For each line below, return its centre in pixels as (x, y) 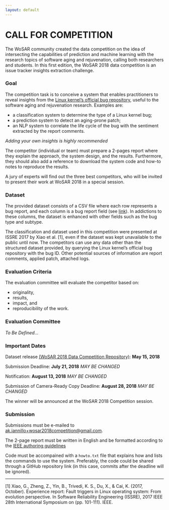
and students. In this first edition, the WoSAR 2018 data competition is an (81, 65)
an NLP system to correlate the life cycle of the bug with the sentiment (86, 125)
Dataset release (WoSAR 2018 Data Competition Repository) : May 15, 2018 (82, 357)
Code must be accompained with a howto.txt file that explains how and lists (84, 455)
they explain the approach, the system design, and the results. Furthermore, (84, 156)
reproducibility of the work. (40, 309)
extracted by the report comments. (49, 131)
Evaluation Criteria (28, 272)
